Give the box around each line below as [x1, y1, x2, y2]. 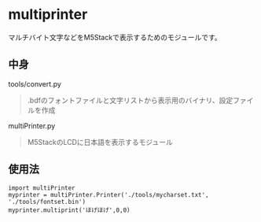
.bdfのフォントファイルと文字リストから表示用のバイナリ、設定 [27, 95, 233, 105]
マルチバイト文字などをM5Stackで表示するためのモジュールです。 [8, 32, 222, 42]
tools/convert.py [8, 79, 61, 88]
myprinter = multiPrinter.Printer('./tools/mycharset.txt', [8, 191, 210, 198]
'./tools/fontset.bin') [8, 198, 86, 205]
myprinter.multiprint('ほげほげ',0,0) [8, 206, 131, 214]
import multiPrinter [8, 183, 76, 192]
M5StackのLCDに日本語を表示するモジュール [27, 137, 173, 146]
